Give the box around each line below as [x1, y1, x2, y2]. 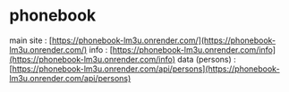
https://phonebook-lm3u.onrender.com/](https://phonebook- [52, 35, 276, 46]
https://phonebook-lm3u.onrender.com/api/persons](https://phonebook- [12, 63, 280, 74]
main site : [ [9, 35, 53, 46]
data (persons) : [177, 54, 237, 64]
